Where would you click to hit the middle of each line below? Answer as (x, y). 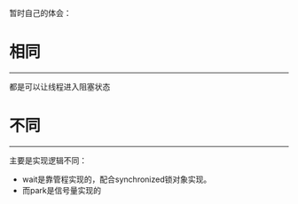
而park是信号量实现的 (62, 190)
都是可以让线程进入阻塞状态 (60, 86)
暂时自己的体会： (40, 13)
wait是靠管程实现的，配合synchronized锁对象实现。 (117, 179)
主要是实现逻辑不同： (48, 160)
